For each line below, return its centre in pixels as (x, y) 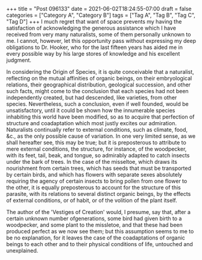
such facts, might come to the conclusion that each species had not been (97, 91)
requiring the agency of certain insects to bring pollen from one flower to (97, 181)
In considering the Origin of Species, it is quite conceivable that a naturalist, (100, 72)
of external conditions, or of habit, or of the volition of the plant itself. (92, 200)
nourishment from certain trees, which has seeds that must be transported (99, 168)
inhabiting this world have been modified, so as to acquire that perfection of (100, 117)
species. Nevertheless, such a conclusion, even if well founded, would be (97, 104)
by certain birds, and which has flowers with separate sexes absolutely (94, 174)
